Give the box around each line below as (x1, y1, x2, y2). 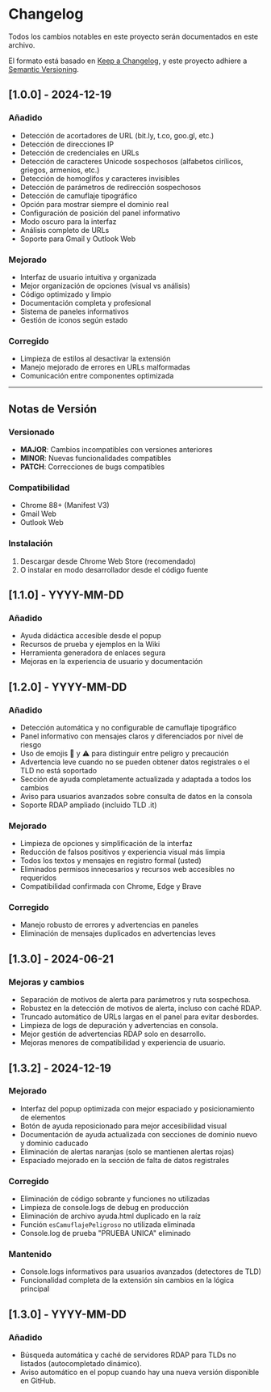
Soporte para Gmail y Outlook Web (19, 234, 136, 243)
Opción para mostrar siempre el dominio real (19, 199, 169, 209)
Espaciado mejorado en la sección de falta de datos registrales (19, 1155, 230, 1165)
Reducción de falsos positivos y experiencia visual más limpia (19, 847, 226, 857)
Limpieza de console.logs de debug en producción (19, 1203, 190, 1212)
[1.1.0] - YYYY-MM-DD (8, 588, 124, 602)
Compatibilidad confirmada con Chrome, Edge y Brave (19, 882, 202, 891)
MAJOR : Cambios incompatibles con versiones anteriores (19, 444, 213, 454)
